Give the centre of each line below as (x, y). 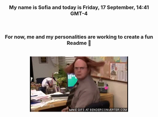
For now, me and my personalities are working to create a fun (79, 37)
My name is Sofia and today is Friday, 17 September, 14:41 (79, 7)
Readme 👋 (79, 43)
